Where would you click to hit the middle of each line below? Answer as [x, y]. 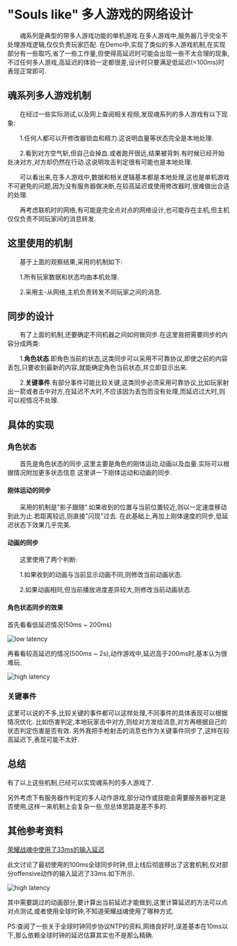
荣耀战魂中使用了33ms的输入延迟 [56, 849]
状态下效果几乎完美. [42, 525]
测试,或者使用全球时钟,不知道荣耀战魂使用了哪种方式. [97, 911]
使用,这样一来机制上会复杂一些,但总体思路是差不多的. [91, 806]
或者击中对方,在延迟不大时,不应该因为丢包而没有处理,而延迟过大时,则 [126, 392]
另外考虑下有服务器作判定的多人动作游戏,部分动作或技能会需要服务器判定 [114, 797]
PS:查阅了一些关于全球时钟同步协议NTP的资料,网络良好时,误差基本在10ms [115, 926]
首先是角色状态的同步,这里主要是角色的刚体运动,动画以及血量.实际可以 [122, 464]
